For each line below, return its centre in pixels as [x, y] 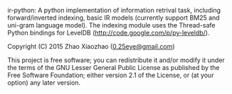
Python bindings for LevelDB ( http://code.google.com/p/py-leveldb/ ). [109, 33]
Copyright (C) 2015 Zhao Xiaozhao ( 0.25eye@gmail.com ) [91, 46]
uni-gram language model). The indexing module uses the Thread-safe [111, 25]
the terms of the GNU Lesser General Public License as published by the [114, 67]
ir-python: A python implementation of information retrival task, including [114, 10]
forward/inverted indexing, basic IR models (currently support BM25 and [114, 18]
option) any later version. [44, 83]
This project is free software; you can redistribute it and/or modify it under [116, 60]
